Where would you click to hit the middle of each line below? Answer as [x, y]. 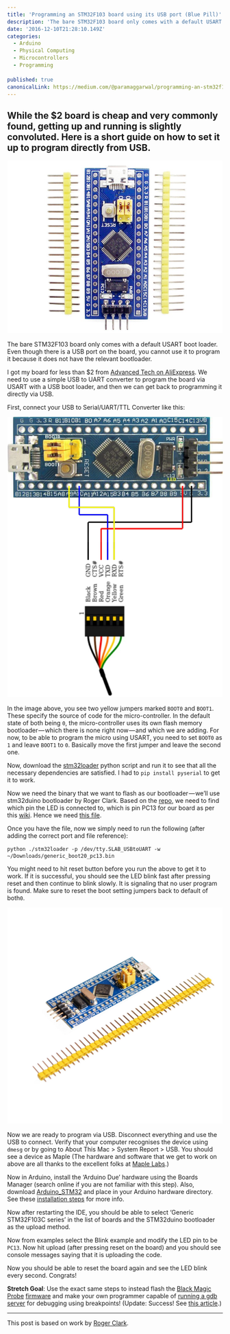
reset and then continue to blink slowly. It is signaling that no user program [112, 884]
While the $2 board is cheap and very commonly [113, 116]
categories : [24, 36]
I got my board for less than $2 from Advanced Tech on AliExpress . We [107, 372]
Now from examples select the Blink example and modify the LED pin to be [112, 1240]
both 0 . [16, 898]
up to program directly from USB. [79, 148]
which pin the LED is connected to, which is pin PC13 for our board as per [111, 808]
